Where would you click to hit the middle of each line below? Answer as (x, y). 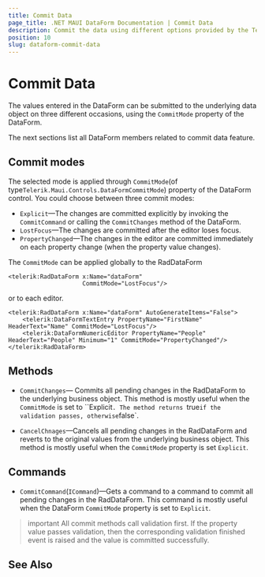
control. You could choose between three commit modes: (101, 198)
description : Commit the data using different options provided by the (128, 30)
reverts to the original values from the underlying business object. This (134, 439)
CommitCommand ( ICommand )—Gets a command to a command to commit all (136, 491)
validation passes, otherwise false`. (79, 415)
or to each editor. (36, 298)
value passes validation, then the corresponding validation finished (136, 531)
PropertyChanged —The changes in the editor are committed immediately (136, 238)
